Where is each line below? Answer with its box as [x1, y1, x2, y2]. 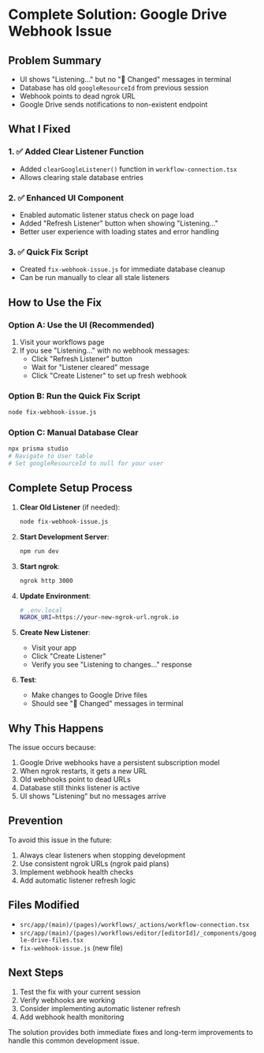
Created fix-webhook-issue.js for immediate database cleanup [19, 264, 225, 274]
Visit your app [31, 643, 77, 652]
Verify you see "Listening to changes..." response [31, 660, 192, 670]
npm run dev [19, 547, 59, 555]
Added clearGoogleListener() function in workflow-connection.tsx [19, 164, 238, 174]
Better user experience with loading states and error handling [19, 226, 219, 236]
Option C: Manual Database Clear [8, 428, 139, 439]
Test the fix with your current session [19, 987, 141, 996]
